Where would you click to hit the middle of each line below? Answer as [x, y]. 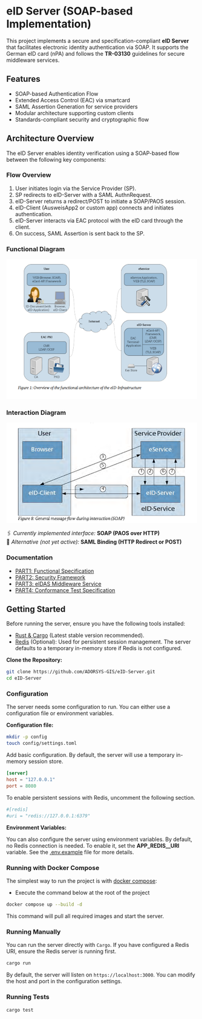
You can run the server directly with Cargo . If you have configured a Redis [98, 945]
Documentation [30, 558]
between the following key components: [56, 159]
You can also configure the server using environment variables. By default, [99, 839]
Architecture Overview [50, 138]
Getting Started [36, 609]
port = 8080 [21, 786]
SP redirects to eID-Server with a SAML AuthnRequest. [83, 194]
